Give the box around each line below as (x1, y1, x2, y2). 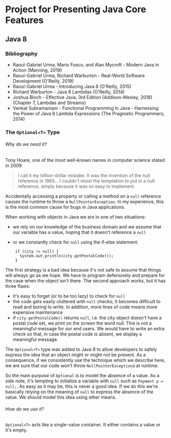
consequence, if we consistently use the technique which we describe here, (5, 357, 166, 363)
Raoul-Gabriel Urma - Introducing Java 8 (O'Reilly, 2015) (12, 83, 132, 89)
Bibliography (5, 50, 38, 57)
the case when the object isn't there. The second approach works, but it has (5, 278, 166, 284)
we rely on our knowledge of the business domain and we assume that (12, 224, 162, 230)
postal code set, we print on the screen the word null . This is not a (12, 320, 152, 326)
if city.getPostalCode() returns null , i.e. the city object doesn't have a (12, 315, 162, 321)
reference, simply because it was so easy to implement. (17, 183, 135, 189)
